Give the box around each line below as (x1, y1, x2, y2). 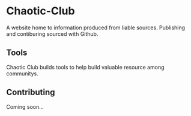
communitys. (6, 70, 39, 77)
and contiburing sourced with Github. (6, 30, 99, 37)
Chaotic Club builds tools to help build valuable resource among (6, 63, 165, 71)
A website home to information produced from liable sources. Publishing (6, 24, 185, 31)
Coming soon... (6, 103, 44, 110)
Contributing (6, 87, 55, 97)
